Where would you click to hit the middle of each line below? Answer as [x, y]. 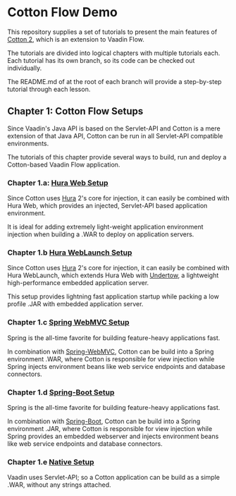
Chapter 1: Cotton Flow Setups [75, 111]
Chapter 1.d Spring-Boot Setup [61, 392]
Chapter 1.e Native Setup [51, 461]
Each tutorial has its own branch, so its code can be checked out [101, 60]
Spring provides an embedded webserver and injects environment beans [113, 436]
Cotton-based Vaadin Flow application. [64, 164]
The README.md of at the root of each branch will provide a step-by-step [114, 81]
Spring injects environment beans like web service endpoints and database [116, 366]
